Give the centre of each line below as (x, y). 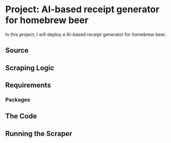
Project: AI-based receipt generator (82, 9)
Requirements (28, 85)
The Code (21, 116)
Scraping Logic (30, 68)
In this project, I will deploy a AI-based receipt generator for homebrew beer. (86, 34)
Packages (18, 100)
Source (17, 50)
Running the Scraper (39, 134)
